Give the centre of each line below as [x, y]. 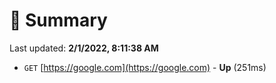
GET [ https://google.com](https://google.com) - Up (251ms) [145, 67]
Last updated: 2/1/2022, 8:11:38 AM [84, 48]
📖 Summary [58, 20]
